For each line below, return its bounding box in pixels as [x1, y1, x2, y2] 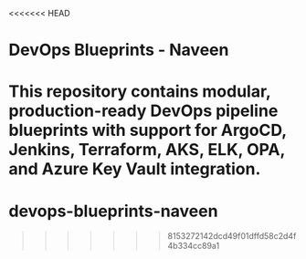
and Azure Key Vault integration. [8, 159, 261, 180]
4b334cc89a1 [167, 241, 220, 252]
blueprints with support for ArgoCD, [8, 120, 287, 140]
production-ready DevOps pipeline [8, 100, 279, 121]
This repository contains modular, [8, 81, 271, 102]
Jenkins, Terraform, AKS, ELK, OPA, [8, 140, 285, 161]
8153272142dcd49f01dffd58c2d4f [167, 231, 297, 242]
